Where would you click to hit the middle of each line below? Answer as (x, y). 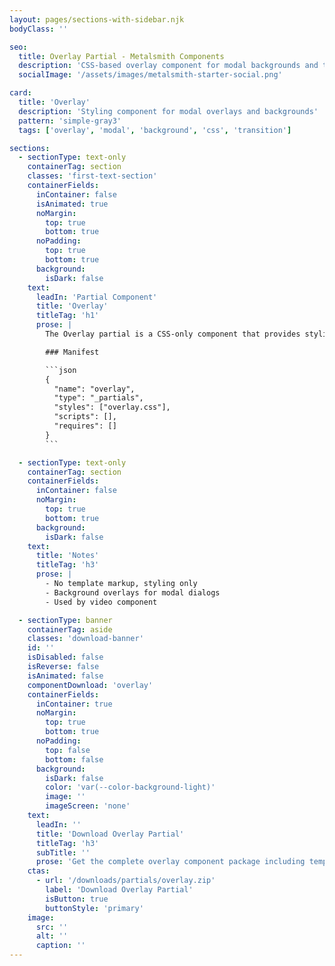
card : (20, 93)
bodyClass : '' (39, 29)
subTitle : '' (63, 852)
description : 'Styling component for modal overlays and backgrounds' (168, 111)
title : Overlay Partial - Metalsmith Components (121, 56)
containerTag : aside (70, 629)
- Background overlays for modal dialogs (133, 592)
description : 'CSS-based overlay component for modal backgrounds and (168, 66)
